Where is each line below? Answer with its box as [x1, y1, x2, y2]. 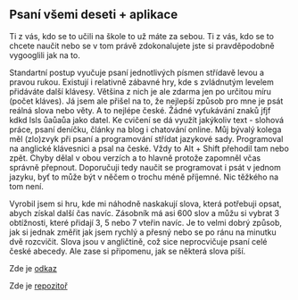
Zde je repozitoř [9, 280, 69, 291]
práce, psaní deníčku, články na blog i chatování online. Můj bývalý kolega [9, 124, 282, 135]
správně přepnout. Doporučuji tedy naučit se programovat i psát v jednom [9, 162, 281, 172]
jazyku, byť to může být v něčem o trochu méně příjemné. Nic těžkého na [9, 171, 279, 182]
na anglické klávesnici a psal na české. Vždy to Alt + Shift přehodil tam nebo [9, 143, 290, 154]
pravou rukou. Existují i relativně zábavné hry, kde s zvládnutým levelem [9, 76, 275, 87]
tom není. [9, 180, 45, 191]
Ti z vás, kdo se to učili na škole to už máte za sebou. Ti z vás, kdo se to [9, 30, 275, 41]
